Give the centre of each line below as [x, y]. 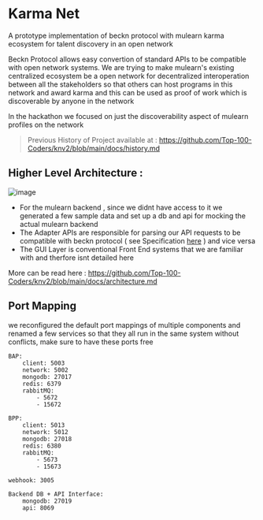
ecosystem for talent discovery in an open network [91, 43]
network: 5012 [45, 432]
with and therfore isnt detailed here [76, 258]
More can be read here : [47, 273]
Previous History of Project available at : [92, 139]
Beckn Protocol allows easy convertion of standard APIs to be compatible [127, 59]
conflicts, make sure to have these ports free [81, 342]
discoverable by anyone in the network [71, 101]
